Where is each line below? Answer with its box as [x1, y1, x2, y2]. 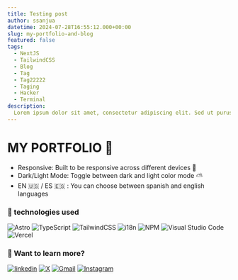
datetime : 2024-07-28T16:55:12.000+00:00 [7, 23, 132, 30]
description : [7, 103, 46, 110]
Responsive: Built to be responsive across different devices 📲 [17, 163, 197, 172]
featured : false [7, 37, 55, 44]
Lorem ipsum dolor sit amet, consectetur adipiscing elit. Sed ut [13, 109, 214, 116]
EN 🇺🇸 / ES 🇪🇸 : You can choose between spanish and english [17, 181, 205, 190]
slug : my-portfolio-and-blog [7, 30, 93, 38]
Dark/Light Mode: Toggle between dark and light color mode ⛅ [17, 171, 203, 179]
